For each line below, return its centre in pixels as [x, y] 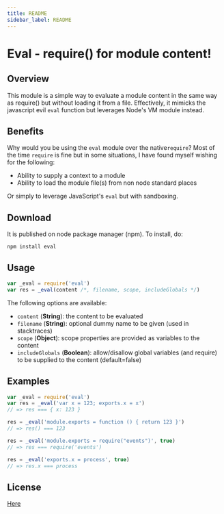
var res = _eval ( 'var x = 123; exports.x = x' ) [76, 403]
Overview [28, 79]
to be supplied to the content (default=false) [79, 359]
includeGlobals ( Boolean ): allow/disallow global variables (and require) [117, 352]
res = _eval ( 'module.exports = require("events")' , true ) [91, 441]
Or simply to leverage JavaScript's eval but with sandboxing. [93, 196]
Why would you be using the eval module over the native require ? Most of [111, 148]
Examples [28, 382]
